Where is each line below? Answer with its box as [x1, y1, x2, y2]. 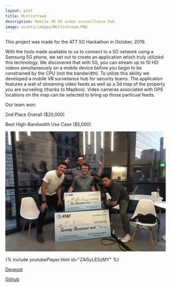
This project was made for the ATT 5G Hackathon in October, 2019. [5, 39, 146, 45]
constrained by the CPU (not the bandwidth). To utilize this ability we [5, 70, 150, 76]
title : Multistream [5, 13, 47, 19]
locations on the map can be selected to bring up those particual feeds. [5, 92, 155, 98]
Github [5, 276, 19, 282]
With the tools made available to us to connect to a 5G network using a [5, 49, 154, 55]
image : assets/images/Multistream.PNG [5, 24, 88, 29]
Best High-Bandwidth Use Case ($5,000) [5, 121, 92, 127]
